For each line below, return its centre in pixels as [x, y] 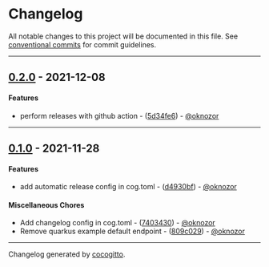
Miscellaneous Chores [46, 204]
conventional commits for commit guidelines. [82, 44]
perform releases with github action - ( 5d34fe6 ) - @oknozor [119, 115]
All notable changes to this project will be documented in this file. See [123, 36]
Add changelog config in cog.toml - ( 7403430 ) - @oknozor [118, 223]
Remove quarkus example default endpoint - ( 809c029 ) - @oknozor [132, 231]
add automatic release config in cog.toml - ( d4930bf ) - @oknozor [128, 187]
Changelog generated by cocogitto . [67, 254]
